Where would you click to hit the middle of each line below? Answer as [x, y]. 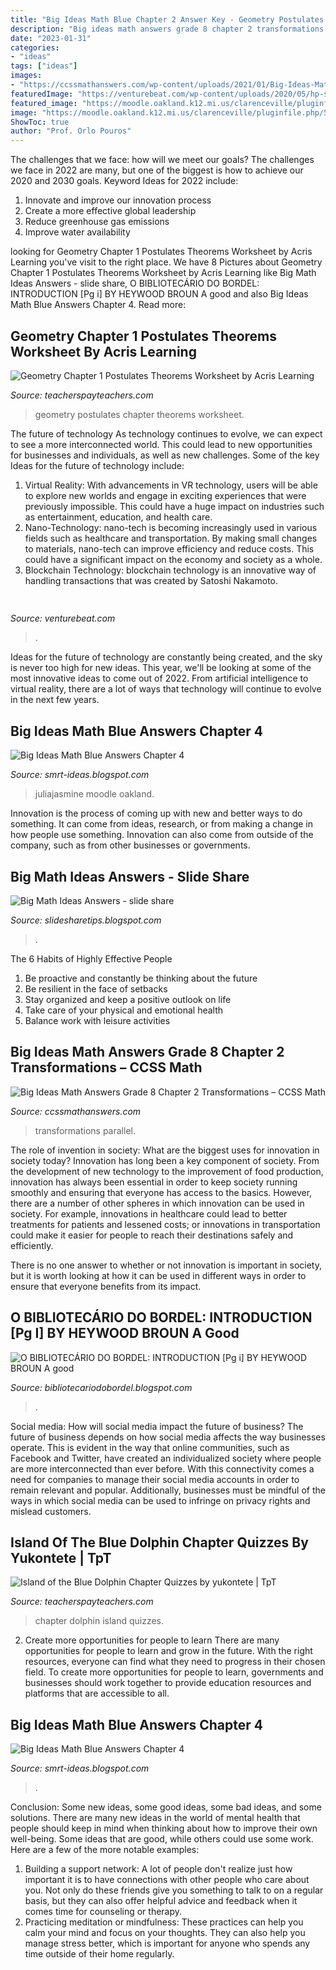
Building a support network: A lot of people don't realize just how [158, 1869]
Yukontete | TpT [61, 1557]
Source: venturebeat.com [63, 618]
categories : [35, 47]
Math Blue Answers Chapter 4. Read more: [98, 305]
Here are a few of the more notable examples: [105, 1850]
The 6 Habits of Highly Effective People [91, 958]
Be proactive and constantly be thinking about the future [141, 978]
